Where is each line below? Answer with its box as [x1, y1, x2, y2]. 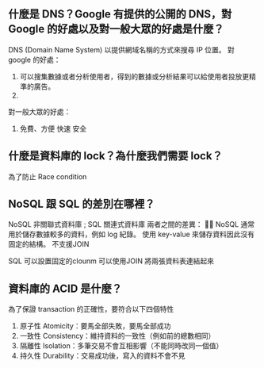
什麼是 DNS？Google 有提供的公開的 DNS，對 [8, 7, 232, 21]
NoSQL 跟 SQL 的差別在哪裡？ [8, 197, 155, 211]
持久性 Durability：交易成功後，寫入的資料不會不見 [19, 351, 186, 361]
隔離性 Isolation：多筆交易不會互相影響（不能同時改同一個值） [19, 341, 224, 351]
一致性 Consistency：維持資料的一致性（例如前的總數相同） [19, 332, 216, 341]
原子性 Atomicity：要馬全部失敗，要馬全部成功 [19, 321, 171, 331]
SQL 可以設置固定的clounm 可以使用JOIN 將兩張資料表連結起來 [8, 256, 215, 266]
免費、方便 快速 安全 [19, 124, 87, 133]
